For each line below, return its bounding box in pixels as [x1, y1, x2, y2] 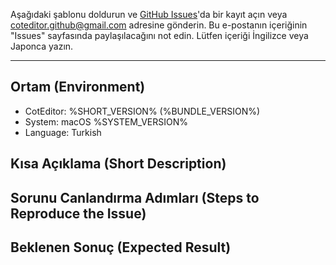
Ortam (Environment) [10, 79, 146, 96]
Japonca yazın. [10, 40, 74, 52]
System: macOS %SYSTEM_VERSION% [24, 115, 188, 128]
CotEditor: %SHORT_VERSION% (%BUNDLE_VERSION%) [24, 105, 261, 117]
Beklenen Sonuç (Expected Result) [10, 239, 232, 256]
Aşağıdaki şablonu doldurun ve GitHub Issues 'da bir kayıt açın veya [10, 9, 288, 20]
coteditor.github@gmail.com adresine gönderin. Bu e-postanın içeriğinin [10, 19, 308, 31]
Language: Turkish [24, 126, 102, 138]
